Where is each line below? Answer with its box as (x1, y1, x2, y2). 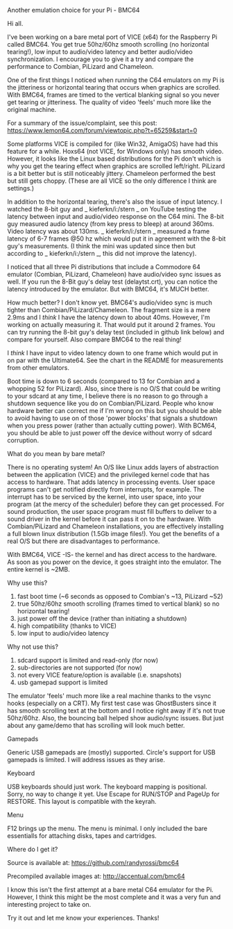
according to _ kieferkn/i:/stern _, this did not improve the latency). (7, 250, 197, 257)
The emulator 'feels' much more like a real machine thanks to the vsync (7, 692, 212, 700)
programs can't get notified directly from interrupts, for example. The (7, 485, 205, 493)
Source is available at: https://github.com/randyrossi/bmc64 (7, 859, 180, 866)
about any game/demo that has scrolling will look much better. (7, 721, 185, 729)
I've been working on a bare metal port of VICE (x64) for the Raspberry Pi (7, 33, 218, 41)
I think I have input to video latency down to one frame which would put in (7, 349, 218, 357)
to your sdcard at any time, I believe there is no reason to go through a (7, 392, 208, 400)
